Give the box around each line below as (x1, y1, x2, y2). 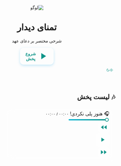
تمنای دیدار (17, 22, 57, 33)
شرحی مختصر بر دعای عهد (12, 38, 62, 44)
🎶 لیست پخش (77, 93, 116, 101)
